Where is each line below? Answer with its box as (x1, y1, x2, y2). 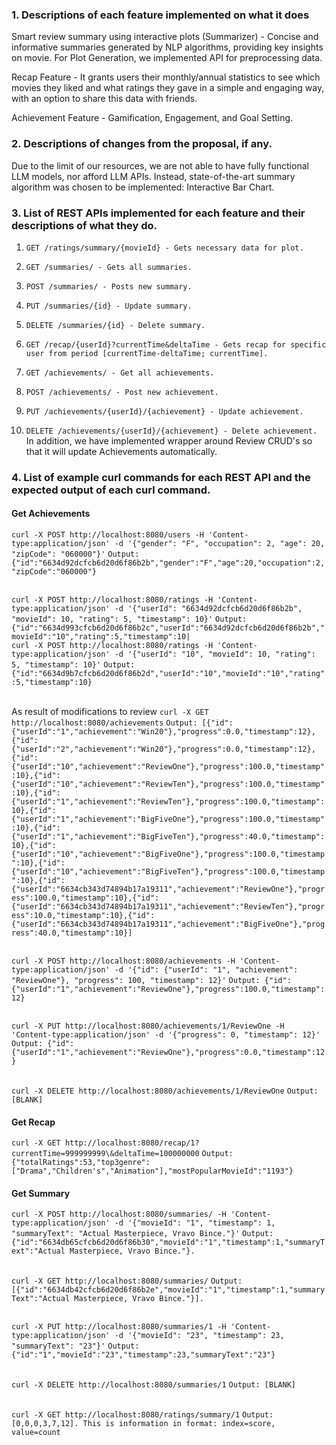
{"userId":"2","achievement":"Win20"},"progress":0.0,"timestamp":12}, (11, 744, 316, 755)
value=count (11, 1428, 61, 1438)
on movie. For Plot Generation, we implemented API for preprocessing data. (11, 52, 323, 64)
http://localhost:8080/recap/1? (64, 1138, 200, 1148)
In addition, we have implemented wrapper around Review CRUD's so (25, 434, 313, 447)
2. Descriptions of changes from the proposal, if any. (11, 137, 273, 151)
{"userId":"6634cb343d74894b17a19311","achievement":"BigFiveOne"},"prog (11, 919, 326, 930)
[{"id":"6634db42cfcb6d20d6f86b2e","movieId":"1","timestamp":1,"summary (11, 1285, 326, 1295)
